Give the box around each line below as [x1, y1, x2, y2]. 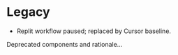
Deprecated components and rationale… [6, 40, 123, 48]
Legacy [6, 4, 50, 20]
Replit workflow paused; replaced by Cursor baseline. [16, 27, 172, 35]
